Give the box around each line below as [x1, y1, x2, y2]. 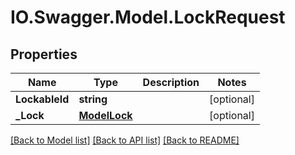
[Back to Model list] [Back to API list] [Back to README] [10, 134, 240, 146]
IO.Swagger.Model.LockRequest [10, 6, 286, 29]
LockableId [15, 92, 70, 106]
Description [142, 76, 200, 89]
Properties [10, 46, 78, 63]
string [78, 92, 108, 106]
